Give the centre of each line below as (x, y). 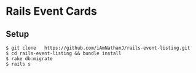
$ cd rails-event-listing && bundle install (64, 53)
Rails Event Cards (52, 11)
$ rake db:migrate (29, 59)
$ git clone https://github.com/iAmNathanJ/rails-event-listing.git (98, 48)
